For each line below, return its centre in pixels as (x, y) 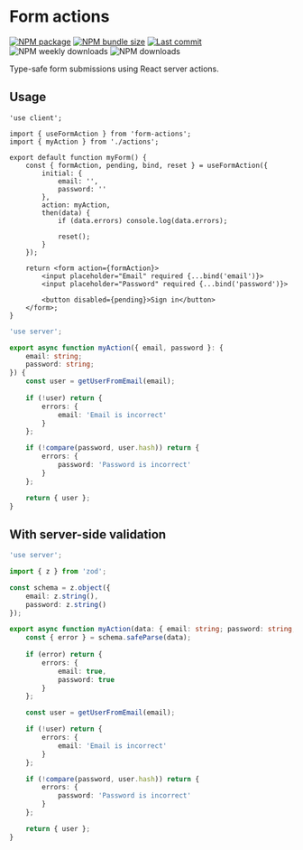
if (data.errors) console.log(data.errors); (142, 220)
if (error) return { (64, 655)
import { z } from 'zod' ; (58, 572)
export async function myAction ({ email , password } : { (116, 348)
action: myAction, (76, 205)
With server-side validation (88, 534)
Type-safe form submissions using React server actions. (114, 69)
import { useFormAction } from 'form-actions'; (101, 134)
